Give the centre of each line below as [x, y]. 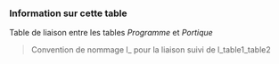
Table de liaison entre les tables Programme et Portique [111, 33]
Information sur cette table [68, 13]
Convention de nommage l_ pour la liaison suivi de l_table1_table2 [151, 50]
